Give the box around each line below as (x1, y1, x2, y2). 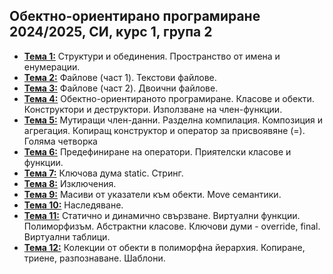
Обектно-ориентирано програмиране (9, 8, 261, 25)
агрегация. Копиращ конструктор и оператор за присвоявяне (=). (23, 124, 306, 136)
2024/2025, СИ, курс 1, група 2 (9, 24, 213, 41)
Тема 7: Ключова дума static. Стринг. (23, 167, 184, 179)
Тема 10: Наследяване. (23, 199, 124, 211)
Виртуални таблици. (23, 230, 111, 243)
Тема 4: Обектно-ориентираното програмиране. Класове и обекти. (23, 92, 315, 104)
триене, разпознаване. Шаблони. (23, 252, 166, 264)
